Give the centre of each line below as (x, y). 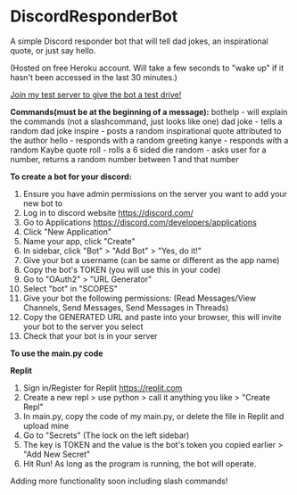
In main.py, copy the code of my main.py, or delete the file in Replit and (153, 416)
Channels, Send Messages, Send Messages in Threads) (126, 307)
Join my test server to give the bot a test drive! (96, 95)
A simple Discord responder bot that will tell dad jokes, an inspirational (139, 41)
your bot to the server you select (83, 326)
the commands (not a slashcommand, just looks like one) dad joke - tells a (146, 121)
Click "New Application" (67, 231)
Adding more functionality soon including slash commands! (119, 481)
